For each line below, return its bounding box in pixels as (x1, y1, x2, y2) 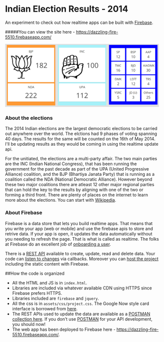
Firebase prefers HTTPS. (12, 290, 62, 296)
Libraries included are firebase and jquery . (12, 295, 99, 301)
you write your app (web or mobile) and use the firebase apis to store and (5, 226, 153, 231)
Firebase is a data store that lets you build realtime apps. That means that (5, 220, 153, 226)
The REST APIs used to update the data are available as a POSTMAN (12, 311, 150, 317)
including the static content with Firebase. (5, 261, 89, 266)
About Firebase (5, 209, 42, 216)
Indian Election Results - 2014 (5, 3, 128, 15)
